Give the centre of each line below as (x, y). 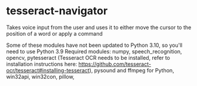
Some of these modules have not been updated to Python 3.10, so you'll (94, 45)
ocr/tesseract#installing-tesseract (48, 70)
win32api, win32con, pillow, (40, 77)
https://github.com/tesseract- (115, 64)
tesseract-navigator (57, 11)
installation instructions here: (42, 64)
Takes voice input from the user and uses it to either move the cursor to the (99, 27)
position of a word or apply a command (55, 33)
